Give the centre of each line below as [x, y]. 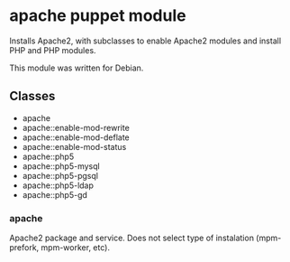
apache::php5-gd [55, 194]
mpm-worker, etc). [76, 248]
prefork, [24, 248]
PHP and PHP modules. [53, 50]
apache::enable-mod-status [74, 146]
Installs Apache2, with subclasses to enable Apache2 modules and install [145, 41]
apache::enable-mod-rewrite [76, 127]
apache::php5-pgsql [60, 175]
